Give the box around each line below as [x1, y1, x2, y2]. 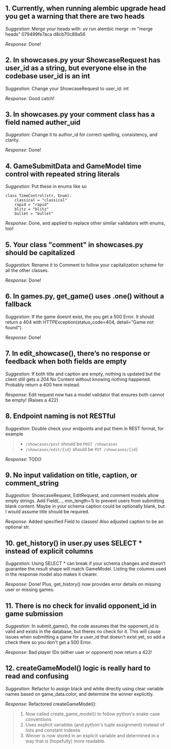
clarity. [5, 137, 20, 143]
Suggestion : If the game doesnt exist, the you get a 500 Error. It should [5, 313, 154, 320]
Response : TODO [5, 456, 42, 462]
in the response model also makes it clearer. [5, 571, 98, 577]
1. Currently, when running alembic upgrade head [5, 4, 166, 13]
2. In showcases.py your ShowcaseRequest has [5, 56, 161, 64]
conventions [25, 716, 52, 722]
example [5, 430, 23, 437]
